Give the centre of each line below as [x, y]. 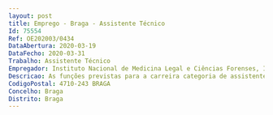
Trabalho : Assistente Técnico [60, 62]
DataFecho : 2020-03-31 [47, 53]
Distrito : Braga [36, 99]
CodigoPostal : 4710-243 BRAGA [60, 83]
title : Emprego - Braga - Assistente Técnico [87, 23]
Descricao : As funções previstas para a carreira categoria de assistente [138, 76]
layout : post [30, 16]
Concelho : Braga [36, 91]
